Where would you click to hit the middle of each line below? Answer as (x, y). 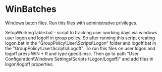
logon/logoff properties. (29, 64)
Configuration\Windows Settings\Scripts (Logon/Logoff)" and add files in (79, 59)
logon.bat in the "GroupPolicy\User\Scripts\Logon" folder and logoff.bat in (81, 43)
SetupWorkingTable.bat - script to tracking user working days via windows (81, 32)
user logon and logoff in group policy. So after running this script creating (80, 38)
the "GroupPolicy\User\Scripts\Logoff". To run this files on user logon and (80, 48)
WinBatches (31, 9)
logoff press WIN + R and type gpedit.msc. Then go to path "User (72, 54)
